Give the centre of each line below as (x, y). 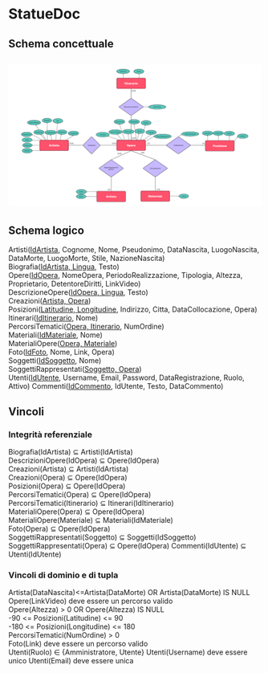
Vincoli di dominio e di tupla (63, 575)
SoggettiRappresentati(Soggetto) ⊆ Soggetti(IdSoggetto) (102, 537)
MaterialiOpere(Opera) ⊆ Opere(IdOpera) (77, 512)
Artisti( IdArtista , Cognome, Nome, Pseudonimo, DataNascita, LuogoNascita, (134, 250)
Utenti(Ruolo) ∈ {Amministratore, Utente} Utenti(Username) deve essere (128, 652)
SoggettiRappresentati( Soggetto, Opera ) (75, 369)
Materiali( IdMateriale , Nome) (55, 335)
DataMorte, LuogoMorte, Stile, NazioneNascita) (87, 259)
